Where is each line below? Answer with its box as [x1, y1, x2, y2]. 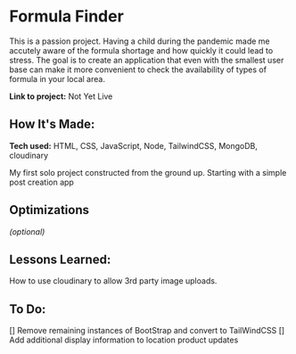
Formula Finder [9, 6, 125, 27]
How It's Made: [9, 117, 95, 132]
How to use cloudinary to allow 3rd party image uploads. [9, 276, 218, 286]
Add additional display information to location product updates [9, 334, 239, 345]
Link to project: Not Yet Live [9, 91, 113, 102]
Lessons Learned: [9, 251, 111, 267]
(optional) [9, 226, 45, 237]
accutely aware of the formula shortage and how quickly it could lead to [9, 45, 274, 55]
